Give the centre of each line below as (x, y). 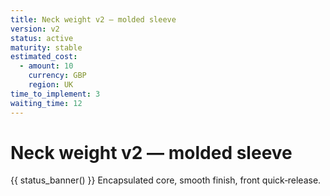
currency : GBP (57, 76)
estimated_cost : (44, 57)
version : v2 (35, 29)
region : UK (51, 85)
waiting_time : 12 (46, 103)
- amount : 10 (46, 66)
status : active (42, 38)
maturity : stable (46, 47)
